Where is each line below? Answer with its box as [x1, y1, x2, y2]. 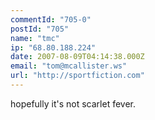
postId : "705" [10, 24, 70, 34]
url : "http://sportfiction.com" [10, 71, 145, 81]
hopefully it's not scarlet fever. [10, 97, 136, 110]
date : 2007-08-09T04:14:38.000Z [10, 52, 145, 62]
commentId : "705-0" [10, 14, 92, 25]
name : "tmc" [10, 33, 60, 43]
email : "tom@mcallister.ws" [10, 61, 128, 71]
